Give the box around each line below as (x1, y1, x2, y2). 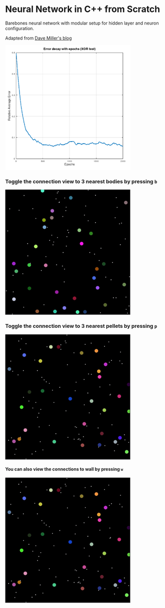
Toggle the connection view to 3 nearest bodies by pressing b (5, 178, 157, 185)
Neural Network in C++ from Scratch (5, 4, 160, 15)
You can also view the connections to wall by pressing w (5, 466, 123, 472)
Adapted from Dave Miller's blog (5, 35, 72, 41)
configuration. (5, 25, 34, 31)
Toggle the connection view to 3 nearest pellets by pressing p (5, 323, 157, 330)
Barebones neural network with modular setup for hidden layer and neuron (5, 20, 159, 26)
